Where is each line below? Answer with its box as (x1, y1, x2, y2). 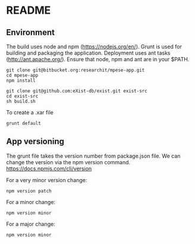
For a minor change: (6, 198, 55, 205)
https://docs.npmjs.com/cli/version (6, 165, 92, 172)
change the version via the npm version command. (6, 158, 131, 165)
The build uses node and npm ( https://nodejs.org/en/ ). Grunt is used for (6, 43, 183, 50)
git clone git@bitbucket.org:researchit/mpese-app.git (6, 67, 145, 73)
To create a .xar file (6, 109, 54, 116)
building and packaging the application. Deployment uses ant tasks (6, 49, 171, 57)
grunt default (6, 120, 42, 126)
